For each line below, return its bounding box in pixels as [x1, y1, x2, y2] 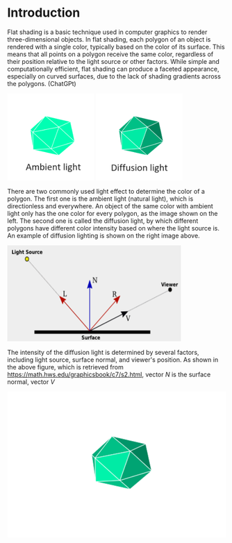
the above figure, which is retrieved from [7, 362, 124, 371]
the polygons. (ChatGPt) [7, 79, 76, 87]
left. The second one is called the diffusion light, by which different [7, 217, 199, 225]
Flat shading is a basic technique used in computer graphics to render [7, 28, 208, 36]
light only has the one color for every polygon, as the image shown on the [7, 209, 218, 217]
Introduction [7, 5, 81, 21]
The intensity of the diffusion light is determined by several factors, [7, 348, 199, 356]
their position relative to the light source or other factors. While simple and [7, 57, 220, 65]
